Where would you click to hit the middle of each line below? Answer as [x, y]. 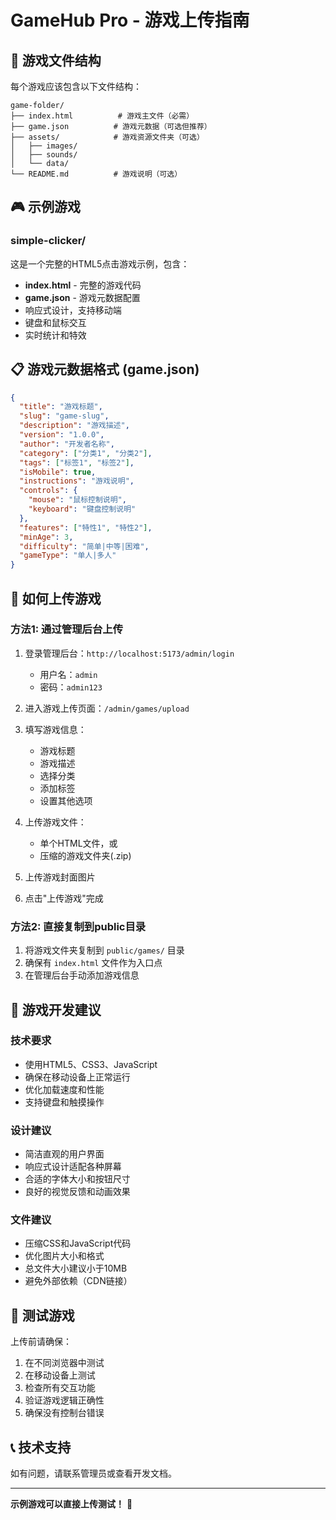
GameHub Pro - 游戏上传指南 [130, 20]
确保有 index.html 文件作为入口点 [93, 963]
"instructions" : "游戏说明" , [77, 481]
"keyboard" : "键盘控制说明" [82, 509]
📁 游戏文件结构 [56, 60]
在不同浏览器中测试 [64, 1363]
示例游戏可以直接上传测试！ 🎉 [71, 1504]
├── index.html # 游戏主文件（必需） [102, 116]
